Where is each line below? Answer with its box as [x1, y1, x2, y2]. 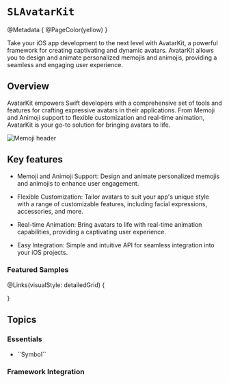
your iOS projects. [16, 248, 68, 256]
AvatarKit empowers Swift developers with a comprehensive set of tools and [7, 99, 222, 107]
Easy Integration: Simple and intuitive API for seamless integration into [16, 240, 215, 249]
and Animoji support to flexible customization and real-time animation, [7, 113, 205, 121]
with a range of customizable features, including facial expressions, [16, 199, 208, 208]
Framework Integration [7, 367, 85, 377]
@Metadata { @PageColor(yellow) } [7, 25, 108, 34]
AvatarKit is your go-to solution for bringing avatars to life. [7, 121, 171, 129]
